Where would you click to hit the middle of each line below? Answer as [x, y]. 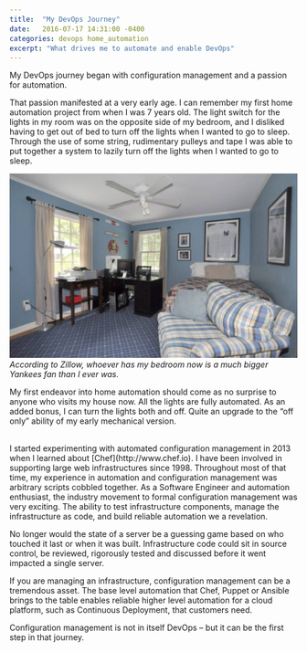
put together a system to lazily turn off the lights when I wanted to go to [144, 152]
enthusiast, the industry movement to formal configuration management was [153, 497]
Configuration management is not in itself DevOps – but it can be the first [147, 627]
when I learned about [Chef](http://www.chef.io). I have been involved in [146, 457]
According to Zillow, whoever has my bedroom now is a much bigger [139, 364]
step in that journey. [47, 637]
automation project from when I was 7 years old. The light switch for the [145, 112]
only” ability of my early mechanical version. [93, 421]
